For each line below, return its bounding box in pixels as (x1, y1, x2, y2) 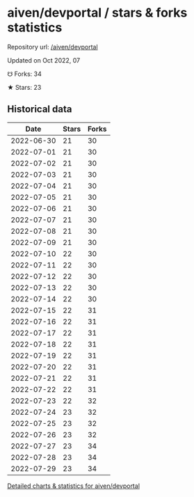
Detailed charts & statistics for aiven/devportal (7, 482, 140, 490)
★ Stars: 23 (7, 83, 42, 91)
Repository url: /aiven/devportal (7, 42, 99, 51)
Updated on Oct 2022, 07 (7, 56, 81, 64)
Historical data (7, 103, 72, 116)
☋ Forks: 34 (7, 70, 42, 78)
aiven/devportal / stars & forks (7, 5, 188, 21)
